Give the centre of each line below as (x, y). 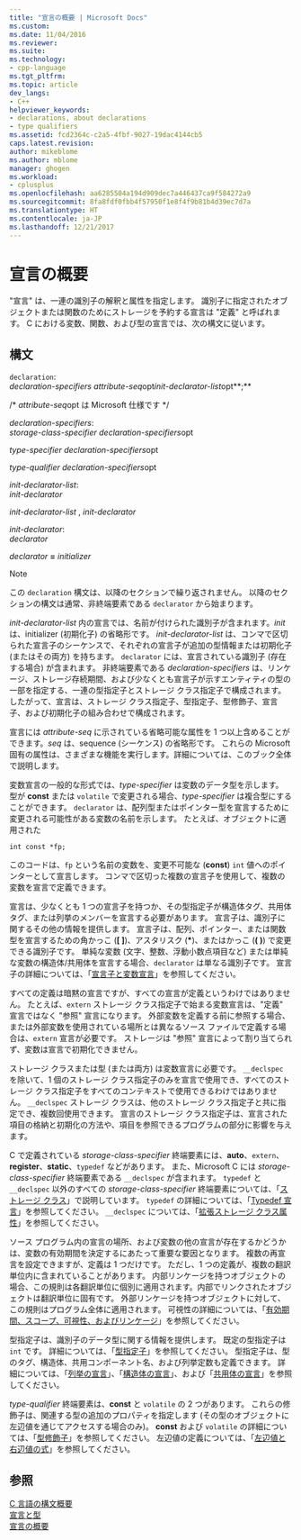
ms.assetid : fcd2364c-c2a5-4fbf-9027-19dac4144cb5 (106, 135)
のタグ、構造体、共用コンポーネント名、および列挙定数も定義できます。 (142, 1363)
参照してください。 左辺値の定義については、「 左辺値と (185, 1438)
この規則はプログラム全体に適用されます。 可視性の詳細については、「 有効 (146, 1309)
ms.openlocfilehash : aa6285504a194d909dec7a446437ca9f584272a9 (130, 194)
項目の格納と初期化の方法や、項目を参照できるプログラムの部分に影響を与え (150, 1125)
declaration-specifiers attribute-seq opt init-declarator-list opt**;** (130, 386)
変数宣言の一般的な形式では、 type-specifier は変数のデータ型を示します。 (146, 785)
